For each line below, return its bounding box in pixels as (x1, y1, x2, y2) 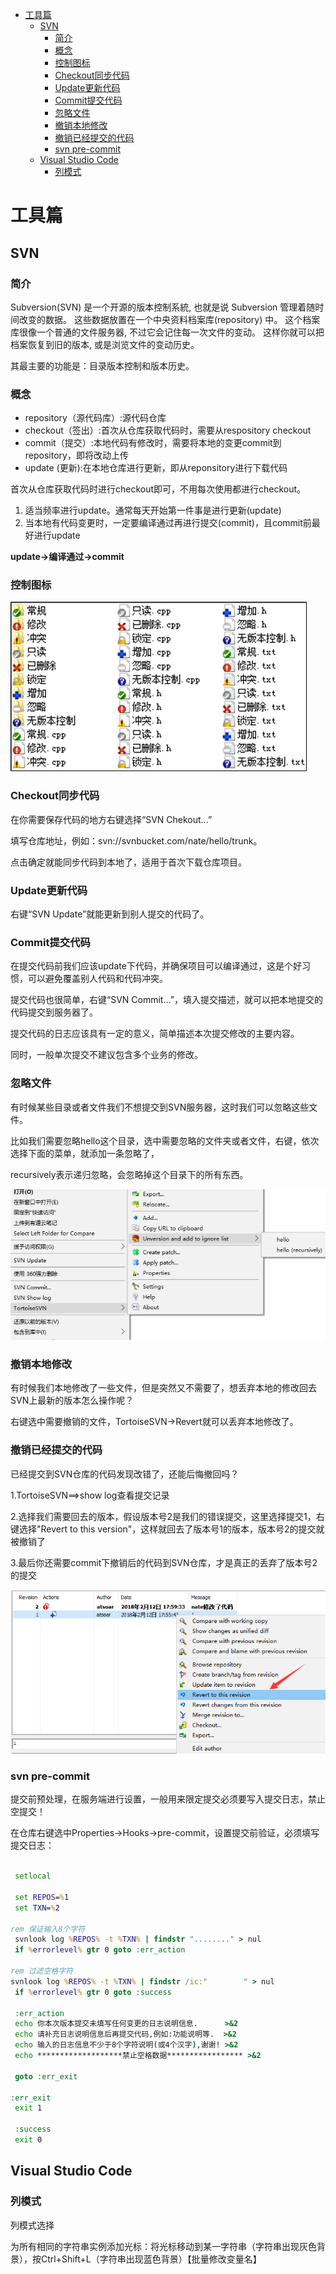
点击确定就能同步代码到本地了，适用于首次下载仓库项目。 (10, 856, 247, 868)
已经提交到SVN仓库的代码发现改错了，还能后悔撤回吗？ (10, 1468, 240, 1480)
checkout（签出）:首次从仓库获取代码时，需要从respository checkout (24, 424, 312, 437)
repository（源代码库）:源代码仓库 (24, 412, 167, 424)
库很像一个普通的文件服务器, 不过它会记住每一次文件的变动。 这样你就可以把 (10, 326, 325, 338)
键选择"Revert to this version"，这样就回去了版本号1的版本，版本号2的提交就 (10, 1523, 325, 1535)
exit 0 (14, 2135, 43, 2145)
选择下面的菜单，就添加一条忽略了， (10, 1147, 160, 1159)
